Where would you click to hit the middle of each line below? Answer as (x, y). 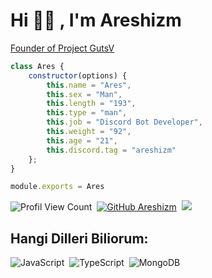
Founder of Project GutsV (62, 48)
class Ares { (37, 66)
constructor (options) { (78, 75)
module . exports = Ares (57, 187)
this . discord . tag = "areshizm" (111, 150)
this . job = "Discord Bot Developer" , (124, 122)
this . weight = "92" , (89, 132)
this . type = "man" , (87, 113)
